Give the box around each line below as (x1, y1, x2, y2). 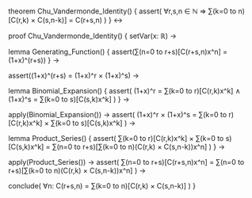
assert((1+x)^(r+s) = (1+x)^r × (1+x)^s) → (8, 70, 140, 80)
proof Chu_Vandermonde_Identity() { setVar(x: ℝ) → (8, 31, 177, 40)
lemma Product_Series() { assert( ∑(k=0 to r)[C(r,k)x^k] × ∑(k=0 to (8, 134, 224, 143)
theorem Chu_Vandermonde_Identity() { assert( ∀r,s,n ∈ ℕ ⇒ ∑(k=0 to (8, 6, 237, 16)
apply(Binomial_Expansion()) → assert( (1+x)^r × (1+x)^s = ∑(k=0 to (8, 110, 227, 119)
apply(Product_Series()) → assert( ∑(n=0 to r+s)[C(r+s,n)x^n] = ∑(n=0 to (8, 158, 245, 166)
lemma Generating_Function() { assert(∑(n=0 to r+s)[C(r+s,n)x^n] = (8, 47, 228, 56)
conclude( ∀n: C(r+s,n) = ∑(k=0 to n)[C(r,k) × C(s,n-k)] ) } (8, 181, 197, 190)
